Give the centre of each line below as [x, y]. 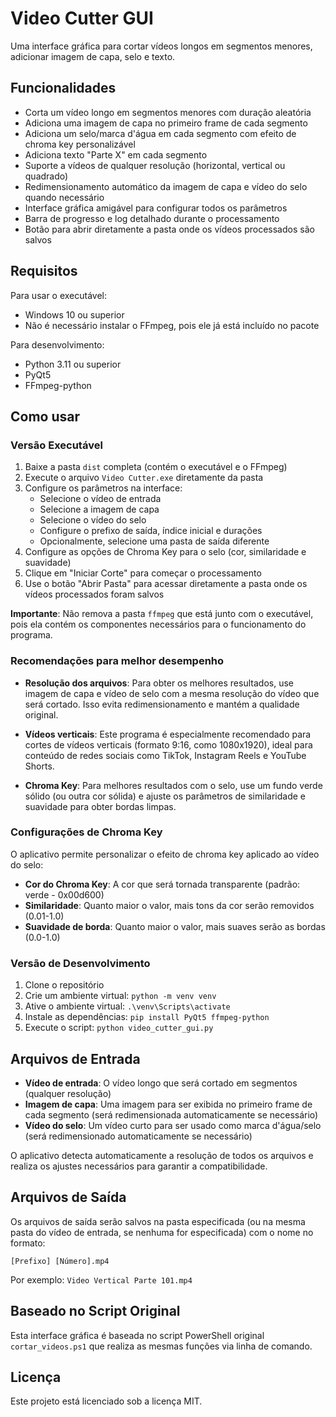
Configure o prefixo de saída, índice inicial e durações [151, 531]
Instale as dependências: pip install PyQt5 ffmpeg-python [147, 1017]
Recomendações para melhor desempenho [117, 661]
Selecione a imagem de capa [99, 509]
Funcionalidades [63, 88]
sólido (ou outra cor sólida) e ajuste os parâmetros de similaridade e [165, 796]
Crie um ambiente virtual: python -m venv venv [120, 996]
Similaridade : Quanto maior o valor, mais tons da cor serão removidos [169, 905]
